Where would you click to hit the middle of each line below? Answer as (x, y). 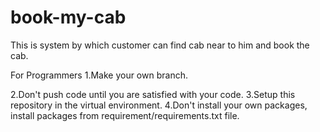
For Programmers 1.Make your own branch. (99, 75)
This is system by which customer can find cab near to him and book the (160, 45)
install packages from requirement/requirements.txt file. (125, 115)
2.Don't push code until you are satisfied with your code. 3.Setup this (153, 94)
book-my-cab (68, 17)
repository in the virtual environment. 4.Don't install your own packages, (159, 105)
